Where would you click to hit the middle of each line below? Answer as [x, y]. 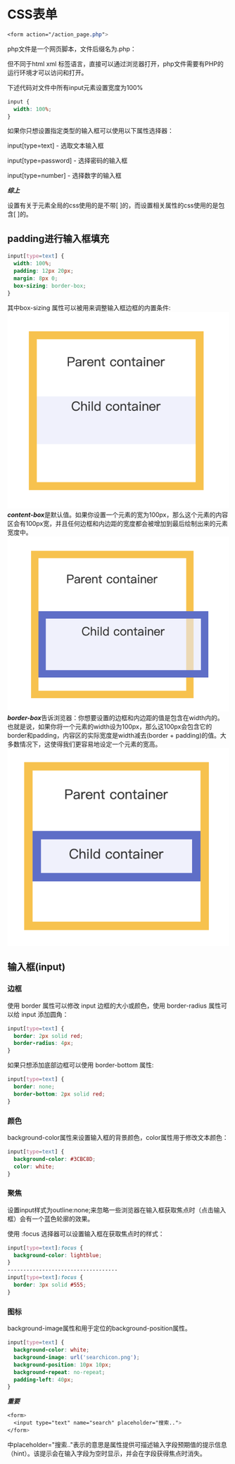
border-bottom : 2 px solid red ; [59, 1094]
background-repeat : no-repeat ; [59, 1372]
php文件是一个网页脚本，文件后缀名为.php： [72, 49]
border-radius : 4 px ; [44, 1044]
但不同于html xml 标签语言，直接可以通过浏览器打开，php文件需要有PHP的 [115, 63]
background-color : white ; [52, 1350]
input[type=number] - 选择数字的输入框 [64, 176]
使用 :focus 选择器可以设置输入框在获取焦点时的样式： [86, 1233]
